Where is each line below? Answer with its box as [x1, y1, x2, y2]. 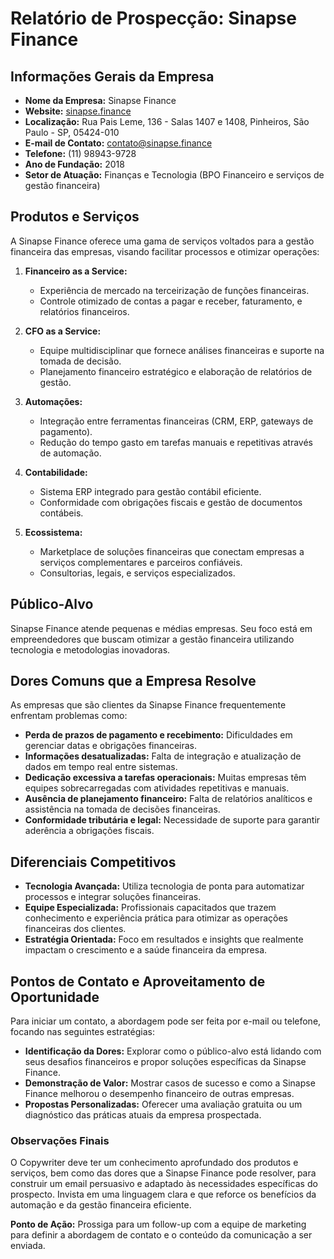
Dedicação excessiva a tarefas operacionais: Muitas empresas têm [24, 772, 307, 784]
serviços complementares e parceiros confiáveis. [39, 556, 243, 568]
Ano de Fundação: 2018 [24, 158, 125, 170]
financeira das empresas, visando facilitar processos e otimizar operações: [10, 245, 320, 257]
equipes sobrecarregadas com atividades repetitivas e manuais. [24, 782, 290, 794]
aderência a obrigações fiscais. [24, 825, 155, 837]
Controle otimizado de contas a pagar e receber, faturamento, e [39, 295, 303, 307]
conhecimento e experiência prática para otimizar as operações [24, 912, 288, 924]
